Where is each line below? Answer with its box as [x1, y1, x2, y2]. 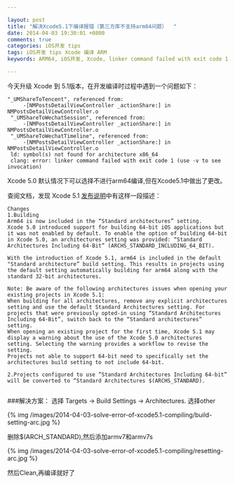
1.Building [7, 211, 39, 218]
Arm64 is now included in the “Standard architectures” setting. [7, 217, 202, 224]
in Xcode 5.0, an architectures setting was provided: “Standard [7, 236, 202, 243]
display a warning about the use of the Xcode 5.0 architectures [7, 334, 202, 341]
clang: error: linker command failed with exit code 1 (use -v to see [10, 157, 221, 164]
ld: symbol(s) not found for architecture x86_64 [10, 151, 159, 158]
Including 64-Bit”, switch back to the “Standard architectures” [7, 316, 202, 323]
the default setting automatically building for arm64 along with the [7, 267, 218, 274]
